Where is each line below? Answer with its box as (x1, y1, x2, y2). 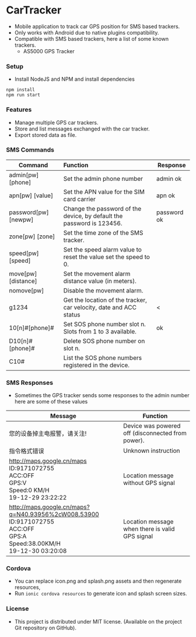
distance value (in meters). (63, 277, 137, 285)
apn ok (156, 191, 176, 199)
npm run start (6, 92, 41, 98)
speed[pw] (9, 249, 39, 257)
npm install (6, 87, 35, 93)
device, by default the (63, 212, 123, 220)
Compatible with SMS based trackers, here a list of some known (14, 35, 169, 42)
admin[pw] (9, 171, 39, 179)
